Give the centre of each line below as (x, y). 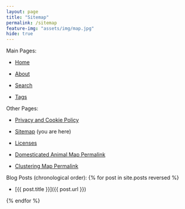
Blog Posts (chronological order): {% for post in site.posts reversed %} (93, 178)
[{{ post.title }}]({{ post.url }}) (50, 189)
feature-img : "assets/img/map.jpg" (50, 28)
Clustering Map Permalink (46, 166)
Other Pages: (22, 108)
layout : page (22, 12)
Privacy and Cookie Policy (47, 120)
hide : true (20, 34)
